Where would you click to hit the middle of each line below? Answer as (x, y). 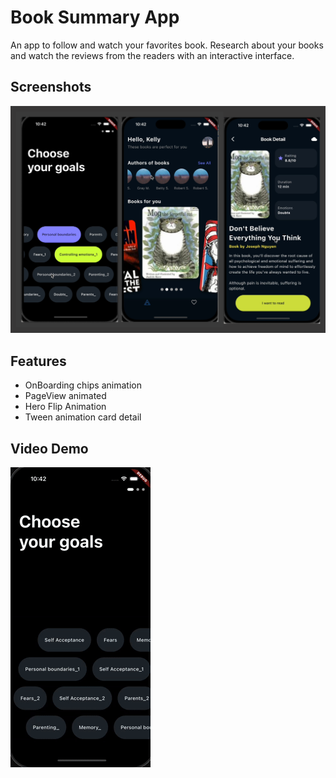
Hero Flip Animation (65, 407)
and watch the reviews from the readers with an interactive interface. (152, 55)
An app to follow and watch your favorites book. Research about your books (167, 45)
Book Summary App (95, 17)
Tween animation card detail (83, 417)
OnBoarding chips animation (83, 385)
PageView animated (65, 396)
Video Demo (49, 448)
